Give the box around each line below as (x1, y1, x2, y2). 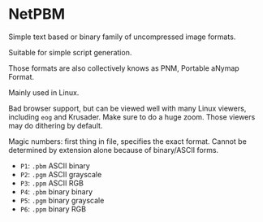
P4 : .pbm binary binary (19, 186, 93, 196)
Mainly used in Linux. (8, 87, 80, 98)
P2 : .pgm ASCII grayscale (19, 169, 102, 179)
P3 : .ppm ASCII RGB (19, 178, 84, 188)
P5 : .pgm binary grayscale (19, 195, 105, 205)
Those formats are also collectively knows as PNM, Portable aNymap (8, 63, 239, 73)
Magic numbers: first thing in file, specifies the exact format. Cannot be (8, 136, 248, 146)
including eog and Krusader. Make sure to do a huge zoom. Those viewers (8, 111, 256, 122)
